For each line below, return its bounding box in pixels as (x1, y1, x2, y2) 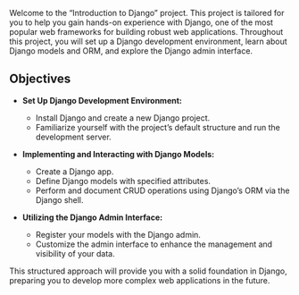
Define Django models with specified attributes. (35, 175, 212, 186)
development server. (35, 131, 112, 142)
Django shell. (35, 194, 84, 205)
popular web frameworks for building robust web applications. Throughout (9, 27, 284, 37)
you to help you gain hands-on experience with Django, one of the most (9, 17, 274, 28)
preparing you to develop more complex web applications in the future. (9, 274, 270, 285)
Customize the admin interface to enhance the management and (35, 239, 273, 249)
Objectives (9, 72, 71, 87)
